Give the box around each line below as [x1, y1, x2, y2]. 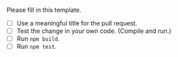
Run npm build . [16, 34, 60, 43]
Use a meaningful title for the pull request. [16, 19, 138, 27]
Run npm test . [16, 43, 57, 51]
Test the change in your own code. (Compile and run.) [16, 27, 172, 35]
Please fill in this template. [6, 6, 81, 14]
